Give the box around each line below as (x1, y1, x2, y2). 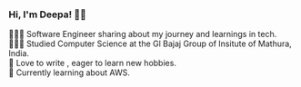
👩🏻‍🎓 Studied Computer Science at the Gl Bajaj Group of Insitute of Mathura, (8, 38, 292, 49)
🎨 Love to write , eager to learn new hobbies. (8, 58, 176, 69)
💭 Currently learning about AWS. (8, 67, 131, 78)
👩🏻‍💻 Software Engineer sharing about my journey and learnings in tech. (8, 29, 277, 40)
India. (8, 48, 29, 59)
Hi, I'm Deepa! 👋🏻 (8, 8, 87, 21)
